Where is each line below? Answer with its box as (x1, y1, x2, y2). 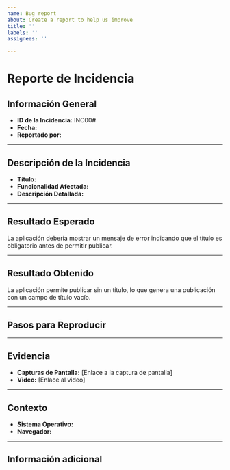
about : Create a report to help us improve (7, 16, 133, 23)
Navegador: (16, 428, 52, 435)
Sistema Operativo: (16, 420, 74, 428)
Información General (7, 98, 97, 109)
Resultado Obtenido (7, 267, 94, 279)
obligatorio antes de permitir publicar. (7, 241, 113, 250)
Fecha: (16, 124, 38, 132)
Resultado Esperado (7, 216, 95, 228)
